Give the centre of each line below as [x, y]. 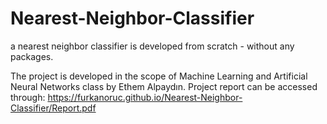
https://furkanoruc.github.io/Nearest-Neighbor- [145, 97]
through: [28, 97]
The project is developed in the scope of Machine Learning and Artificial [159, 76]
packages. [32, 56]
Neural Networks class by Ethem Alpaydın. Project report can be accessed [164, 86]
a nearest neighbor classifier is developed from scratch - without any [152, 46]
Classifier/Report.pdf [53, 108]
